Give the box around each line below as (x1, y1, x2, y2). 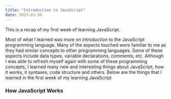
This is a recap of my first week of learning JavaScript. (5, 26, 120, 32)
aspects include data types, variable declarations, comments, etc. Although (5, 52, 164, 59)
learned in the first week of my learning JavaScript (5, 74, 112, 81)
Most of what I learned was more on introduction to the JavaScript (5, 36, 145, 43)
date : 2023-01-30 (5, 12, 42, 17)
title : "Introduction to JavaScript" (5, 7, 86, 13)
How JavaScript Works (5, 87, 64, 94)
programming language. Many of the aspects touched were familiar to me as (5, 42, 166, 48)
